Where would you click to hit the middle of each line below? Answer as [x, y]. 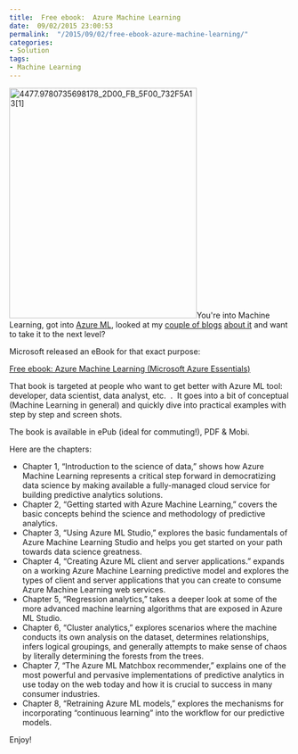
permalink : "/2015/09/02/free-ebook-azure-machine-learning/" [129, 34]
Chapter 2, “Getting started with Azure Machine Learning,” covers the [149, 504]
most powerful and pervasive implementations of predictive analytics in [153, 675]
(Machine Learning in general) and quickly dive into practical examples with [148, 405]
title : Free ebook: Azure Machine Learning [95, 17]
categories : [31, 42]
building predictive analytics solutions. [92, 494]
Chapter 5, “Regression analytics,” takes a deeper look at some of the [149, 599]
